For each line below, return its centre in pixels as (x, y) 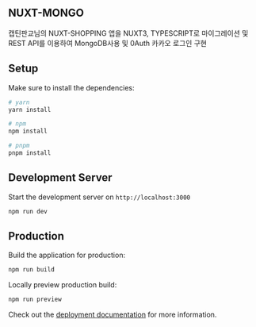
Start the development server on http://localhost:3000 (99, 197)
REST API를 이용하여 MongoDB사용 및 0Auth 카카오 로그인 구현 (108, 43)
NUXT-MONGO (46, 13)
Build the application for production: (67, 255)
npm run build (32, 270)
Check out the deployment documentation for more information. (113, 315)
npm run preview (35, 300)
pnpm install (30, 153)
